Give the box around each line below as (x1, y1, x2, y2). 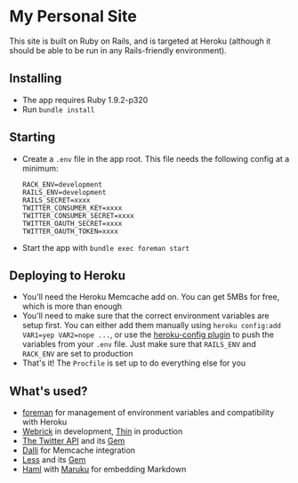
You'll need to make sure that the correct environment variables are (21, 310, 270, 321)
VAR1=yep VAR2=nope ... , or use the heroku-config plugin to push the (21, 329, 274, 340)
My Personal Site (9, 6, 138, 27)
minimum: (21, 163, 59, 173)
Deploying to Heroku (9, 268, 126, 283)
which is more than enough (21, 301, 123, 312)
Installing (9, 71, 62, 86)
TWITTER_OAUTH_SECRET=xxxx (21, 219, 123, 228)
